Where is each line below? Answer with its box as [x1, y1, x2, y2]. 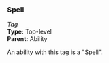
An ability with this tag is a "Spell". [7, 48, 104, 56]
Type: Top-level [7, 27, 52, 36]
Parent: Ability [7, 35, 48, 43]
